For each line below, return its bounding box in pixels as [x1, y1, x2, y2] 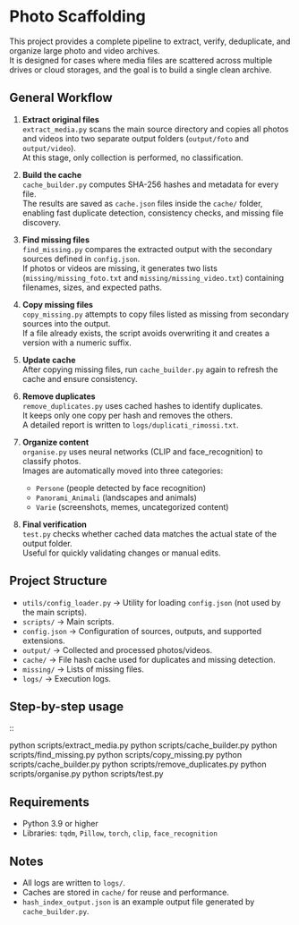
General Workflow [9, 90, 114, 106]
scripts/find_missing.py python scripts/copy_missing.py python [9, 750, 243, 760]
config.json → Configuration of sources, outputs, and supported [21, 625, 262, 636]
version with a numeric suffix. [21, 337, 132, 348]
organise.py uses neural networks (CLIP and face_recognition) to [21, 446, 263, 457]
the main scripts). [21, 607, 88, 617]
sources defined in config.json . [21, 253, 141, 264]
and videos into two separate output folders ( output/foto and [21, 132, 249, 144]
